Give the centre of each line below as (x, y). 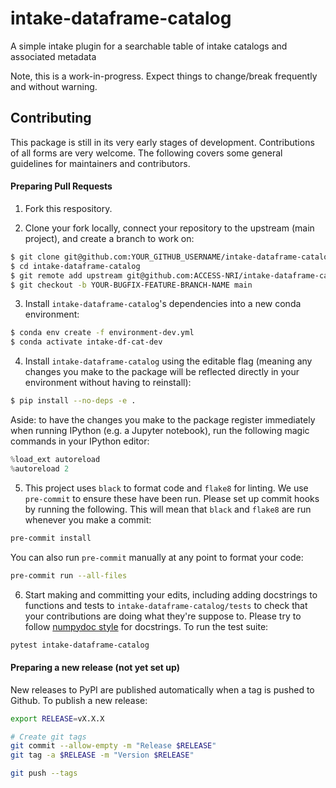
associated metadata (53, 56)
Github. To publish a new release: (79, 700)
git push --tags (44, 773)
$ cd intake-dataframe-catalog (75, 266)
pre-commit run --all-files (69, 575)
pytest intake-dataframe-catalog (80, 645)
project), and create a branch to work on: (109, 238)
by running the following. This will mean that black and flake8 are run (168, 509)
